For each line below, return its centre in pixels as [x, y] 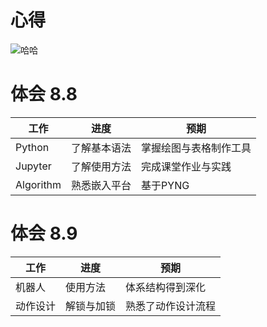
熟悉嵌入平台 [101, 185]
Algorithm [38, 184]
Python [32, 147]
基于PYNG [165, 185]
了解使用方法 [101, 166]
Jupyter [33, 166]
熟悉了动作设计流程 [171, 306]
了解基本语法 [101, 148]
